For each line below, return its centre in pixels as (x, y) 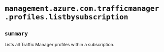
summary (16, 33)
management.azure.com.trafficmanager (82, 9)
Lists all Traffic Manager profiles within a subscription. (60, 44)
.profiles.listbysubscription (66, 17)
